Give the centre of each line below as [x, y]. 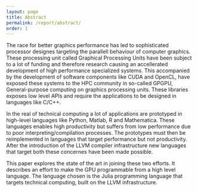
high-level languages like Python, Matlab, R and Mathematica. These [90, 120]
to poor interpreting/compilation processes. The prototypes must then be [96, 133]
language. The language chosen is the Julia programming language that [95, 176]
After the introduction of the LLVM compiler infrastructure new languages [96, 145]
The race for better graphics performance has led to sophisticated [87, 45]
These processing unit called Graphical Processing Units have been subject [99, 58]
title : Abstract [26, 17]
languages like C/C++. [34, 103]
